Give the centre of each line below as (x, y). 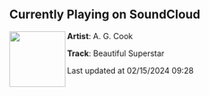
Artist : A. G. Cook (100, 36)
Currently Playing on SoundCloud (105, 15)
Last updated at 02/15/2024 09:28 (131, 70)
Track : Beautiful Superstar (116, 53)
